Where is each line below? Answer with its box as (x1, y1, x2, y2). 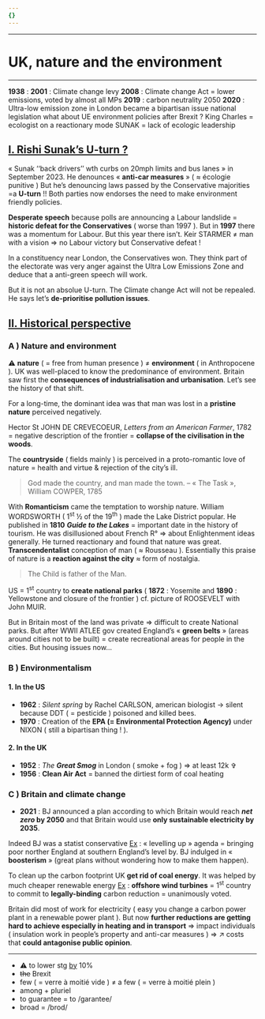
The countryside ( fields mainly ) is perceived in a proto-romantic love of (8, 455, 246, 464)
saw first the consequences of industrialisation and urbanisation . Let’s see (8, 375, 256, 385)
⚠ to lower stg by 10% (19, 961, 93, 970)
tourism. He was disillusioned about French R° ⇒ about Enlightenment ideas (8, 528, 255, 538)
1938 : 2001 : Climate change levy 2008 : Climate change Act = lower (8, 86, 235, 96)
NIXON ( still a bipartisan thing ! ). (19, 724, 129, 735)
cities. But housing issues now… (8, 643, 113, 652)
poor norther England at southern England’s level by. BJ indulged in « (8, 847, 233, 856)
